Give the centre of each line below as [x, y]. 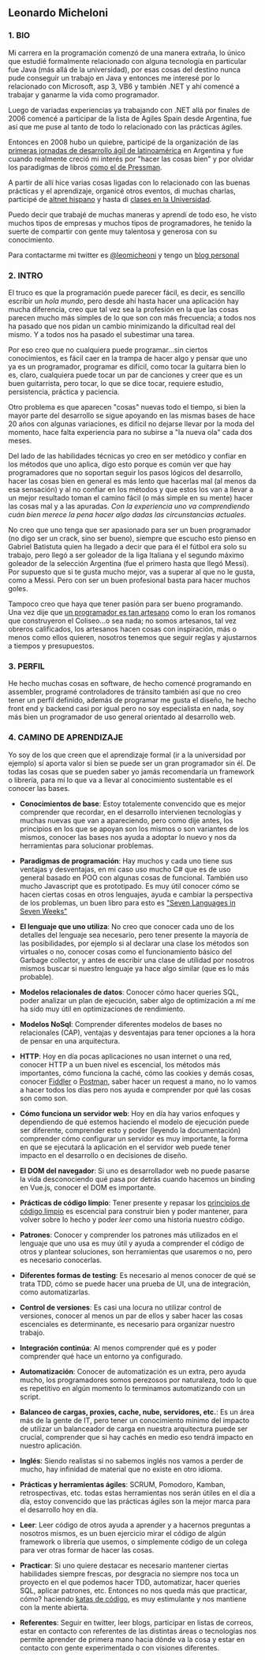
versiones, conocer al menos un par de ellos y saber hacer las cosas [131, 1315]
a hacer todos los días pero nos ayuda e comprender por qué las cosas [135, 1089]
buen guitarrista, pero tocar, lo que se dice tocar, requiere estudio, [116, 383]
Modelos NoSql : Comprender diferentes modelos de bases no [121, 1024]
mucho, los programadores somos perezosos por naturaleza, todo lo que [138, 1380]
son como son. [44, 1098]
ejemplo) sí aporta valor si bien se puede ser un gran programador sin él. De [132, 763]
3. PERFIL [26, 666]
